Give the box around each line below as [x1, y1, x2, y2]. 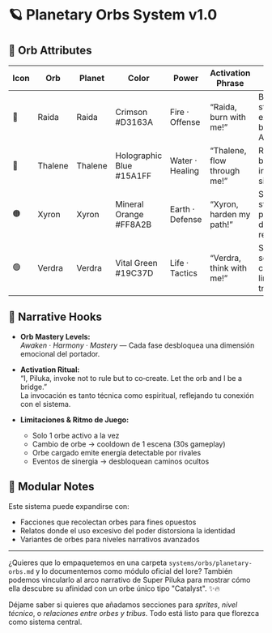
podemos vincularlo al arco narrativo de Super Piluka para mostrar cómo [8, 575, 251, 584]
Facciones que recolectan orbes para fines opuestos [19, 517, 197, 527]
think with [210, 263, 247, 273]
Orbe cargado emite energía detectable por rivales [32, 447, 202, 457]
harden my [210, 209, 251, 220]
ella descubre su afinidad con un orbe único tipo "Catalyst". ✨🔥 [8, 584, 220, 593]
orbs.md [8, 567, 35, 575]
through [210, 165, 240, 176]
